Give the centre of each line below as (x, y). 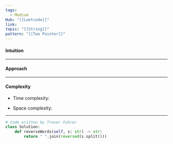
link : (11, 24)
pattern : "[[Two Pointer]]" (36, 34)
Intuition (15, 50)
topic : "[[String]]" (28, 29)
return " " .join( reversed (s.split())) (65, 137)
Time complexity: (31, 98)
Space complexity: (32, 108)
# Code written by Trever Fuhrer (41, 122)
